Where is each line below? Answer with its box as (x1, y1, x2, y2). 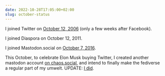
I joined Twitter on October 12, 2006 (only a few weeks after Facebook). (5, 25, 153, 31)
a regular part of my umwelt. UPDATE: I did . (5, 65, 94, 71)
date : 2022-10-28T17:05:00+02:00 (5, 7, 75, 12)
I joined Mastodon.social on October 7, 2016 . (5, 45, 96, 51)
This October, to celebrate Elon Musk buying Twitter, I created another (5, 54, 149, 60)
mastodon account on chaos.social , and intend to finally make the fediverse (5, 60, 160, 66)
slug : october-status (5, 12, 50, 17)
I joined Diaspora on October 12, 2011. (5, 35, 82, 41)
